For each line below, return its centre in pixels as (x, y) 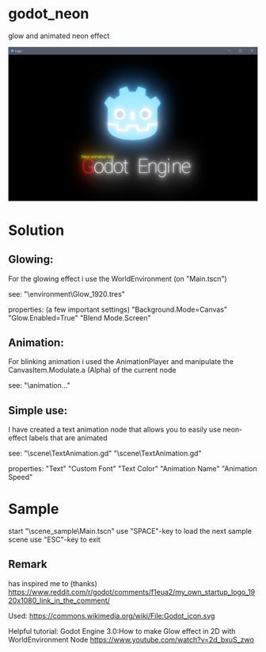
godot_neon (49, 14)
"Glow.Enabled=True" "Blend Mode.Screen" (80, 317)
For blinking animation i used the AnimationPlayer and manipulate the (121, 362)
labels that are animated (68, 438)
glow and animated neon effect (59, 36)
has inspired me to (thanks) (53, 583)
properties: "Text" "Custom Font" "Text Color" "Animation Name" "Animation (133, 469)
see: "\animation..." (40, 385)
